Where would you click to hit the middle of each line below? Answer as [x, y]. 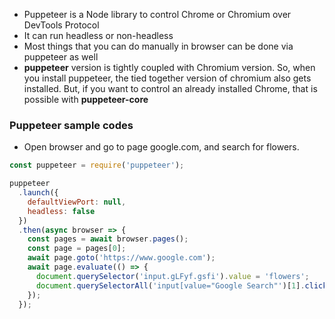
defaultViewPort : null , [77, 202]
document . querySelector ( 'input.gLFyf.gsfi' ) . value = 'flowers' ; [172, 276]
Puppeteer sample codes [71, 125]
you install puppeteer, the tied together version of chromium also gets [167, 78]
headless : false [61, 211]
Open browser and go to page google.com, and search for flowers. [161, 147]
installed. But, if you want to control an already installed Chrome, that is [170, 88]
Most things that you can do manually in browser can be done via [158, 46]
